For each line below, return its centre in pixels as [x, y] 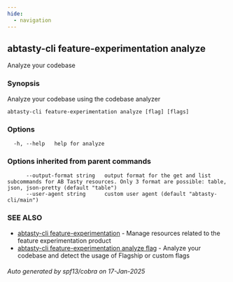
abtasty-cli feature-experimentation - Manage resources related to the [119, 233]
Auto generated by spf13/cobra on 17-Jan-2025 [76, 272]
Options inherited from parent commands [79, 161]
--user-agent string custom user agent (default [106, 194]
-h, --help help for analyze [59, 143]
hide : [15, 14]
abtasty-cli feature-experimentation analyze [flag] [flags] [98, 112]
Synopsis [23, 83]
